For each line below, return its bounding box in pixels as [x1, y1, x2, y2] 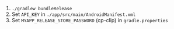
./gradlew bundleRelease [11, 6, 72, 11]
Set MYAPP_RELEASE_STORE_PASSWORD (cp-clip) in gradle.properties [11, 17, 168, 23]
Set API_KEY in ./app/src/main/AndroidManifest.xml [11, 11, 136, 18]
